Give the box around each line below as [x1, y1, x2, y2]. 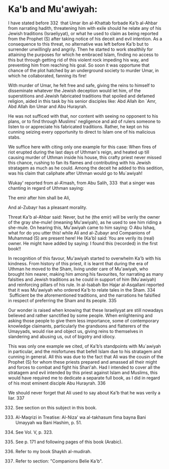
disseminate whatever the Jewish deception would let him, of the [8, 87, 141, 93]
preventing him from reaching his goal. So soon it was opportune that [8, 62, 150, 68]
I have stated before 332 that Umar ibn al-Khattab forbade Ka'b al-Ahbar [8, 20, 158, 26]
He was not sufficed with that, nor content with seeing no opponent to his [8, 113, 158, 119]
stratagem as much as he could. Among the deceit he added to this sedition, [8, 165, 164, 171]
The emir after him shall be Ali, [8, 195, 71, 201]
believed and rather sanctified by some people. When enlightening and [8, 312, 153, 318]
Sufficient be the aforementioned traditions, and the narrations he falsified [9, 292, 161, 298]
